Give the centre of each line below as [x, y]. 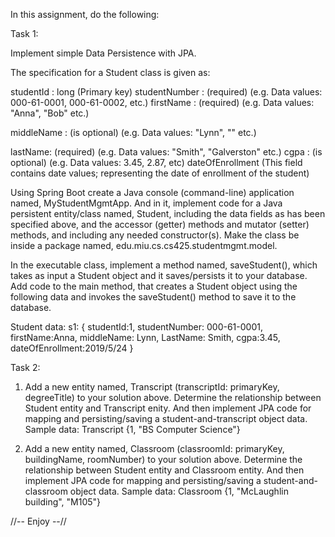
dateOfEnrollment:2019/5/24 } [72, 348]
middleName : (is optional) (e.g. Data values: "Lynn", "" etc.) [133, 132]
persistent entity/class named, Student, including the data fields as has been [168, 213]
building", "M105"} [63, 502]
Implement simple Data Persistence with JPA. [103, 53]
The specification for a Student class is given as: [110, 72]
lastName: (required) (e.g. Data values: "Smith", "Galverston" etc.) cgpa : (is [166, 152]
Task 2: [25, 367]
